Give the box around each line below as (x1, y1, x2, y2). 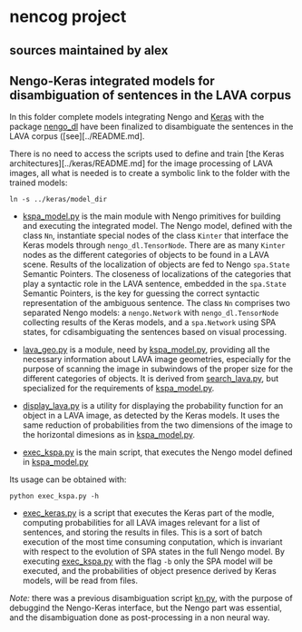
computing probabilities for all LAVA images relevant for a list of (22, 518, 260, 528)
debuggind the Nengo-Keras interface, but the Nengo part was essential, (9, 602, 283, 614)
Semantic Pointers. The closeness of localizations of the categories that (22, 269, 292, 280)
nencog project (9, 6, 127, 27)
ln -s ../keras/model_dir (9, 195, 107, 204)
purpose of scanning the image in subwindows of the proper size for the (22, 363, 293, 374)
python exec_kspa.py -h (9, 492, 100, 501)
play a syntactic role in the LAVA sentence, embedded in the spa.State (22, 279, 287, 290)
